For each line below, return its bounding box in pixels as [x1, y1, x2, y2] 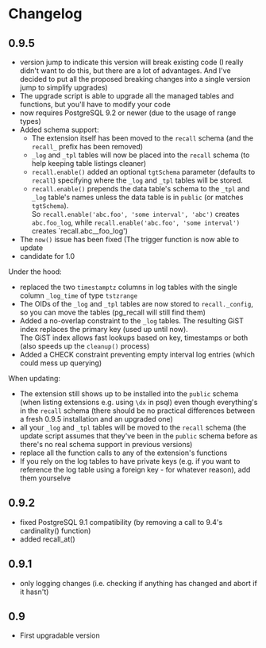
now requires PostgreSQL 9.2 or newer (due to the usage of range [19, 108, 237, 118]
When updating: [8, 374, 61, 383]
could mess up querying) [19, 358, 102, 368]
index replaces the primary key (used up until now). [19, 325, 188, 334]
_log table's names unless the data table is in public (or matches [31, 192, 244, 202]
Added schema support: [19, 125, 99, 134]
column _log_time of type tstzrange [19, 291, 138, 300]
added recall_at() [19, 534, 75, 544]
